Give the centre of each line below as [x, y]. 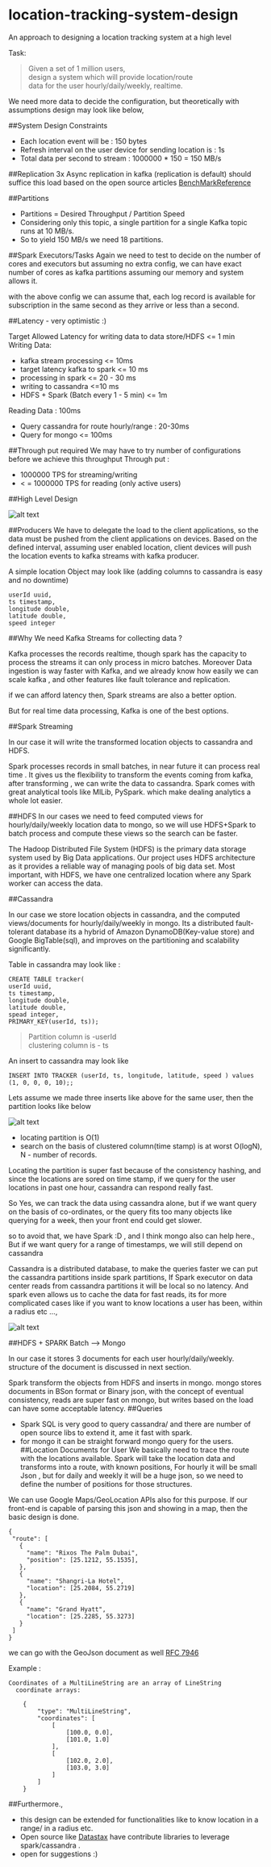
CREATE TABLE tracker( [46, 979]
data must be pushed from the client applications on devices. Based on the [133, 538]
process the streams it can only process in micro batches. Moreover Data [130, 662]
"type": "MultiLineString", [84, 1711]
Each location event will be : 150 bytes [83, 141]
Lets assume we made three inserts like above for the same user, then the [131, 1097]
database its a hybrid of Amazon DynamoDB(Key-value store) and [145, 931]
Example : [25, 1668]
